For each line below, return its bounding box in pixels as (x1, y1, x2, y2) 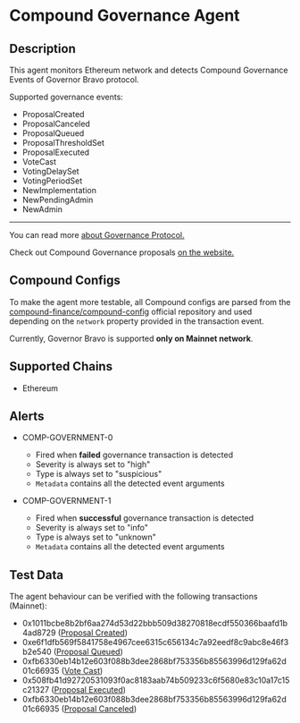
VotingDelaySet (21, 166, 79, 176)
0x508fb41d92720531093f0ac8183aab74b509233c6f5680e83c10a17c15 (21, 675, 290, 685)
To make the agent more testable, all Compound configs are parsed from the (9, 296, 291, 307)
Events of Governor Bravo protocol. (9, 74, 140, 85)
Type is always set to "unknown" (35, 532, 156, 542)
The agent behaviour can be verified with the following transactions (9, 591, 258, 602)
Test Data (9, 567, 64, 583)
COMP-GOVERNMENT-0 (21, 432, 113, 443)
